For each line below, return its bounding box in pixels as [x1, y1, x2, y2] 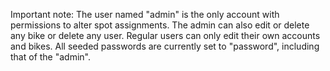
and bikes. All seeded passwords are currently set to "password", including [10, 40, 320, 52]
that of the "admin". [10, 51, 91, 63]
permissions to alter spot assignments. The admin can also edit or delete [10, 19, 310, 31]
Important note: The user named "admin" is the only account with [10, 9, 280, 20]
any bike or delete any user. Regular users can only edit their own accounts [10, 30, 321, 41]
